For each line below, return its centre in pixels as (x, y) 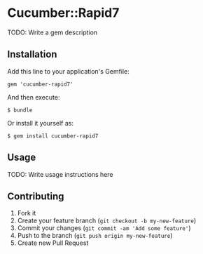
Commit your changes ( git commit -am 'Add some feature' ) (104, 228)
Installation (32, 54)
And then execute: (34, 97)
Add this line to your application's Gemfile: (68, 71)
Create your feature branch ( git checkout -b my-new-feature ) (107, 221)
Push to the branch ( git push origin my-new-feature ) (95, 236)
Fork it (27, 213)
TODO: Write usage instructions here (60, 174)
